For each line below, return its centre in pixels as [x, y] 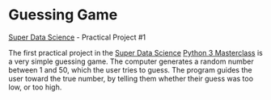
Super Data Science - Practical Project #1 [77, 37]
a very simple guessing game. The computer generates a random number [131, 61]
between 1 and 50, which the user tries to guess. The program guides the [130, 69]
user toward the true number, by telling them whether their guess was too [131, 78]
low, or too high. [35, 87]
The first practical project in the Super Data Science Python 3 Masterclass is [135, 52]
